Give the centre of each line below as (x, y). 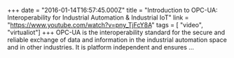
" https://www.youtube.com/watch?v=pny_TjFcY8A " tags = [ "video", (105, 25)
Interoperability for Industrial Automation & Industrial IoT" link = (98, 17)
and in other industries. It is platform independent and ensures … (101, 47)
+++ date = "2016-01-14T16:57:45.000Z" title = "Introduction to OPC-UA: (113, 10)
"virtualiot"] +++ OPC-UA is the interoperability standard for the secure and (116, 32)
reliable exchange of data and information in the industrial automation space (117, 40)
